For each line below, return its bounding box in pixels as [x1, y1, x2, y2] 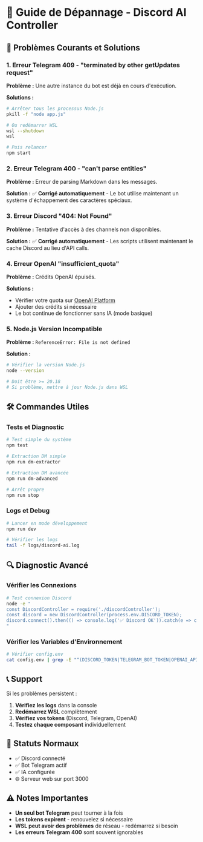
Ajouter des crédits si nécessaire [14, 303, 97, 310]
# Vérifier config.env [6, 652, 63, 658]
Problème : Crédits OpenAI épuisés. [6, 273, 96, 280]
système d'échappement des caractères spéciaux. [6, 197, 132, 204]
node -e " [6, 601, 31, 607]
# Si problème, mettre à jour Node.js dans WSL [6, 384, 129, 390]
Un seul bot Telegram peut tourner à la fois [14, 809, 123, 817]
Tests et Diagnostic [6, 423, 65, 431]
